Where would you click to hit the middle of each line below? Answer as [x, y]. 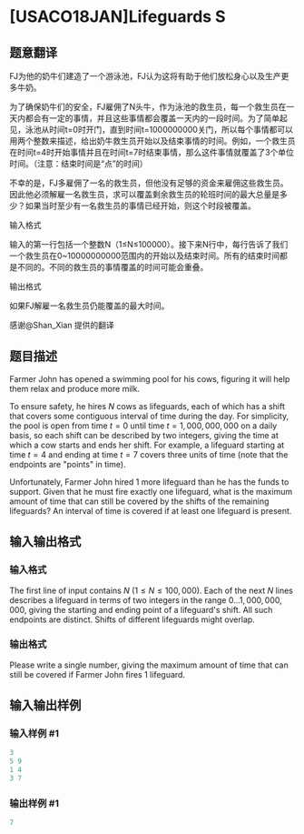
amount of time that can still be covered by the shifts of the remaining [139, 501]
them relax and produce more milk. [75, 388]
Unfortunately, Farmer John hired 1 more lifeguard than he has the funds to [149, 482]
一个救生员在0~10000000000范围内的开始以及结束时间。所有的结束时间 [145, 256]
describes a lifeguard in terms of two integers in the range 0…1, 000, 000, [146, 600]
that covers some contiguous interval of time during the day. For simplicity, [149, 416]
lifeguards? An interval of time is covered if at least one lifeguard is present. [151, 510]
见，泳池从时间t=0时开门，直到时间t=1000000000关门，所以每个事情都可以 [151, 130]
